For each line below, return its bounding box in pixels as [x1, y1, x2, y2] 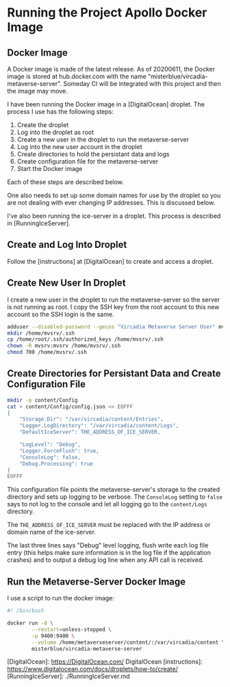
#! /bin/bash [7, 607, 44, 614]
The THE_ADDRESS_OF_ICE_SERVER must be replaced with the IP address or [7, 521, 211, 529]
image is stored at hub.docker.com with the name [7, 72, 147, 80]
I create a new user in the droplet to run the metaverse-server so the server [7, 295, 220, 304]
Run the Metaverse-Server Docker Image [7, 576, 186, 587]
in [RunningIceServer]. [7, 219, 71, 227]
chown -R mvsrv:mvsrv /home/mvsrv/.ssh [7, 342, 121, 350]
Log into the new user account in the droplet [16, 143, 142, 150]
